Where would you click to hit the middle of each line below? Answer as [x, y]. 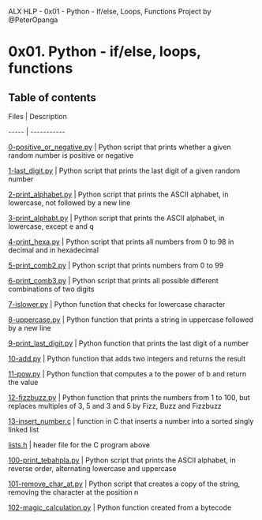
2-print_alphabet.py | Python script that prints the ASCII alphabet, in [118, 194]
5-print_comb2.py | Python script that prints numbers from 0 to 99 [116, 265]
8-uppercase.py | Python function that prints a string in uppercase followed [131, 320]
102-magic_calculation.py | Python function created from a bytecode [120, 507]
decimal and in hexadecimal [54, 250]
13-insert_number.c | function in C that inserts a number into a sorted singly [131, 421]
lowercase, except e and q [51, 226]
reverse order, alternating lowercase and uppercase [92, 468]
